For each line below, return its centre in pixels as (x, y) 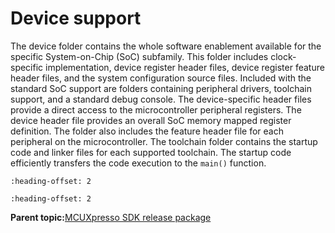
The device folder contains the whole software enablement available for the (166, 46)
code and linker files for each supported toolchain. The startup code (151, 152)
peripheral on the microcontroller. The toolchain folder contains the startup (164, 141)
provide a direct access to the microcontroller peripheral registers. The (156, 109)
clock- (283, 56)
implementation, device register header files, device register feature (185, 67)
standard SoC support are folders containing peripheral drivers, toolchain (161, 88)
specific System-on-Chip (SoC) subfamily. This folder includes (139, 56)
